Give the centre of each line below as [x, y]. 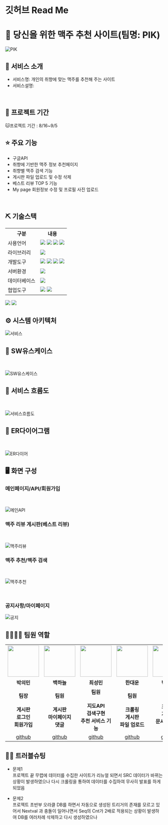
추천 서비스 [93, 721]
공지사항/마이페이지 [27, 606]
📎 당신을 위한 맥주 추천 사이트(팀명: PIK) [83, 35]
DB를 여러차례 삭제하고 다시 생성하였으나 [57, 817]
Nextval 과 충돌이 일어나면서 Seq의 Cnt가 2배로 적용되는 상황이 [84, 811]
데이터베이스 [22, 281]
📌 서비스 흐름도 [27, 391]
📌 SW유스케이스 [29, 351]
